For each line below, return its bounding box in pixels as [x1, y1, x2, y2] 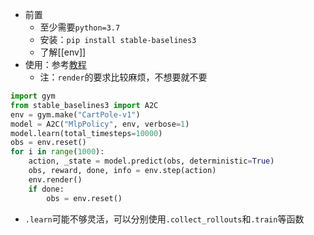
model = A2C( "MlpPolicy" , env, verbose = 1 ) [10, 119, 190, 129]
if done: [28, 184, 65, 194]
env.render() [28, 174, 83, 185]
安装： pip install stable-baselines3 [39, 34, 197, 45]
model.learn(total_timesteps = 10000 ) [10, 128, 163, 138]
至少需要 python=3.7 [39, 21, 121, 33]
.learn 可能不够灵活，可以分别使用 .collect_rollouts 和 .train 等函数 [24, 213, 305, 225]
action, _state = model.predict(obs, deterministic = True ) [28, 156, 275, 167]
